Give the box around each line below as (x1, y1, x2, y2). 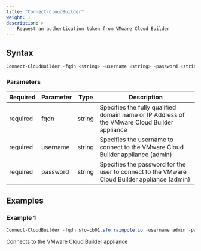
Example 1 (6, 213, 36, 222)
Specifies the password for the (99, 160, 186, 168)
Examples (6, 195, 44, 205)
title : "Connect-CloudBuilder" (6, 8, 84, 15)
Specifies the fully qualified (99, 103, 176, 111)
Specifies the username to (99, 135, 173, 144)
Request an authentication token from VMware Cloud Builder (17, 25, 170, 32)
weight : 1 (6, 14, 31, 20)
